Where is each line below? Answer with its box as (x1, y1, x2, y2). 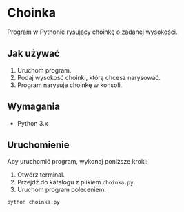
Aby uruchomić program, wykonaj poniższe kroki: (7, 157, 148, 166)
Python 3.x (17, 119, 48, 127)
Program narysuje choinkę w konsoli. (17, 81, 123, 89)
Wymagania (7, 101, 61, 113)
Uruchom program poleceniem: (17, 185, 107, 194)
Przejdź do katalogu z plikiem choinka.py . (17, 178, 136, 186)
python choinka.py (7, 199, 60, 206)
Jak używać (7, 48, 60, 59)
